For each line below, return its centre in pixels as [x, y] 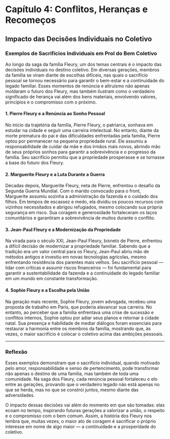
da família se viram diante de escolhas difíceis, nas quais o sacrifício [77, 75]
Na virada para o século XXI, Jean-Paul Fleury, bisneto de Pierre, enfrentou [84, 241]
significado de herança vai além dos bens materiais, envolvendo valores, [81, 96]
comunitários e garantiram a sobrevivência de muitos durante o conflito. [80, 218]
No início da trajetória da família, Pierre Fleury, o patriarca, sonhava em [79, 125]
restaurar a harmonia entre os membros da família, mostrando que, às [78, 328]
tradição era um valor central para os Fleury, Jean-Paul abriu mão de [77, 252]
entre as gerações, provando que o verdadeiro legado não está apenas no [82, 384]
